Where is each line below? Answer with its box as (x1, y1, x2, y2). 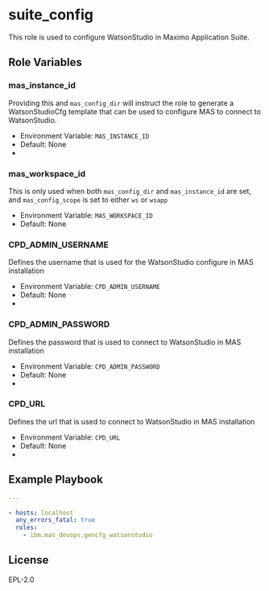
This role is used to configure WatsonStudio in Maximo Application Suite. (8, 32, 250, 42)
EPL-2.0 (8, 574, 35, 585)
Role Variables (8, 56, 82, 69)
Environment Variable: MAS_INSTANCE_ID (19, 130, 150, 140)
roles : (15, 523, 38, 532)
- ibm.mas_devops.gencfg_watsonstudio (23, 531, 153, 539)
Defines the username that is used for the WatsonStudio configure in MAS (8, 258, 254, 267)
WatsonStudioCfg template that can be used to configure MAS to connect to (8, 106, 262, 116)
